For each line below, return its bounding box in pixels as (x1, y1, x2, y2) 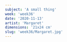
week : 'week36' (5, 12, 35, 16)
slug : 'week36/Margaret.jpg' (5, 29, 63, 34)
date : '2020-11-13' (5, 16, 44, 21)
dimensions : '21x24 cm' (5, 25, 53, 30)
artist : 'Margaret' (5, 20, 44, 26)
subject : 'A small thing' (5, 7, 56, 12)
